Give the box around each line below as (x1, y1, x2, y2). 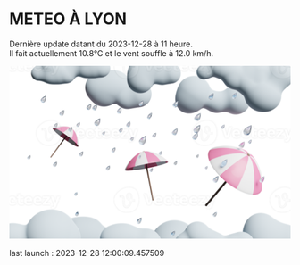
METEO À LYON (9, 9, 128, 29)
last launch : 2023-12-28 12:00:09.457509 (9, 248, 165, 259)
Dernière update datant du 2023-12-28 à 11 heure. (9, 38, 194, 49)
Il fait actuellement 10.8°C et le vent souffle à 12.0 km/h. (9, 47, 214, 58)
